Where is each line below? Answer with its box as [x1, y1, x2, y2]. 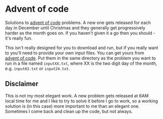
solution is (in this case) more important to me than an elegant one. [5, 103, 140, 109]
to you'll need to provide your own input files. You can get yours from [5, 50, 144, 56]
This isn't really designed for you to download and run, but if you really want [5, 45, 159, 50]
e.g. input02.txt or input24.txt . [5, 65, 70, 71]
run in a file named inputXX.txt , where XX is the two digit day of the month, [5, 60, 157, 66]
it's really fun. [5, 35, 33, 41]
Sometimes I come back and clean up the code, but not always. [5, 108, 133, 114]
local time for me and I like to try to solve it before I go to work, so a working [5, 98, 158, 104]
